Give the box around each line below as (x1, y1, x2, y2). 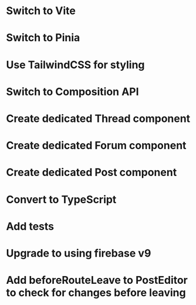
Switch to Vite (6, 4, 76, 18)
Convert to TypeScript (6, 193, 117, 206)
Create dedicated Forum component (6, 139, 187, 152)
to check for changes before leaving (6, 286, 186, 300)
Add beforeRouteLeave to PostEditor (6, 274, 188, 287)
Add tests (6, 220, 55, 233)
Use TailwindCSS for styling (6, 58, 145, 71)
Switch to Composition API (6, 85, 139, 98)
